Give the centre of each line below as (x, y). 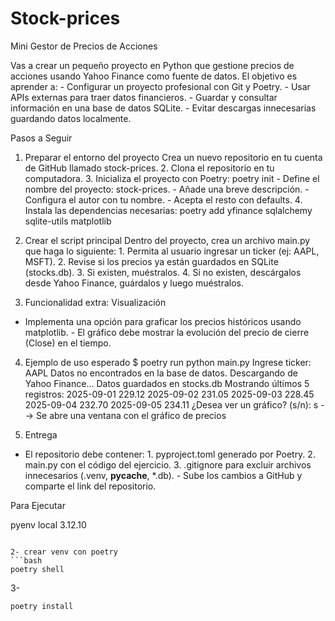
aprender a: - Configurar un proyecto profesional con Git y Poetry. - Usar (160, 86)
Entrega (41, 434)
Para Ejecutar (38, 505)
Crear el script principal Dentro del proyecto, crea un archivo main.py (167, 240)
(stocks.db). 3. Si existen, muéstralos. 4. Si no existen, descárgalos (163, 272)
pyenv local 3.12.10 (48, 524)
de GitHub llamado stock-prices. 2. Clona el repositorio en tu (149, 168)
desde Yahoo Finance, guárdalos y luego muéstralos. (134, 283)
